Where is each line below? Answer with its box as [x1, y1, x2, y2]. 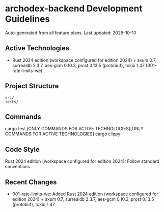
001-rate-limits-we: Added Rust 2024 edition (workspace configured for [12, 191, 159, 197]
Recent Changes [5, 178, 57, 186]
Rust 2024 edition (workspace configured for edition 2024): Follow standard [5, 158, 160, 164]
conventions [5, 164, 30, 170]
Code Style [5, 145, 40, 153]
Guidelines [5, 13, 50, 25]
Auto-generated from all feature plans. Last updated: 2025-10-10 [5, 30, 137, 35]
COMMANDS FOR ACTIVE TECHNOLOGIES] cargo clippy [5, 131, 121, 137]
